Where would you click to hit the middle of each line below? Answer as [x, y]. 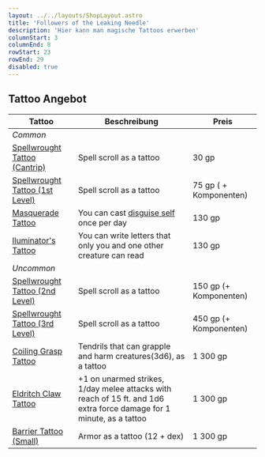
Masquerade [35, 213]
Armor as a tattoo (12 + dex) [131, 436]
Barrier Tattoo [38, 431]
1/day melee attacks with [125, 388]
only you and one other [121, 245]
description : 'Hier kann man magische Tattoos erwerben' [104, 30]
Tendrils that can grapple [124, 346]
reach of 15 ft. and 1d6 [121, 398]
